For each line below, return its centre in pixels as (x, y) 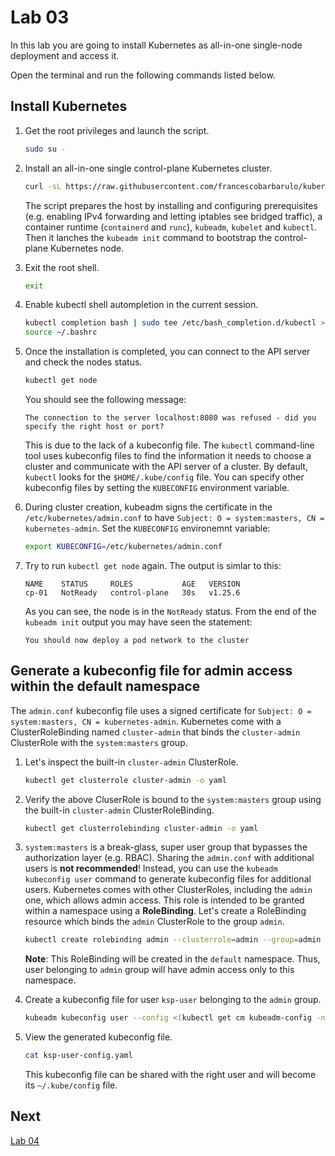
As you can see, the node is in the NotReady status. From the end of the (170, 611)
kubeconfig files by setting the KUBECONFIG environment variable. (157, 487)
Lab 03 (40, 17)
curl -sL (43, 186)
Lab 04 (25, 1140)
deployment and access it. (65, 55)
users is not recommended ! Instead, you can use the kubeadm (151, 868)
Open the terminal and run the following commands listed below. (143, 75)
